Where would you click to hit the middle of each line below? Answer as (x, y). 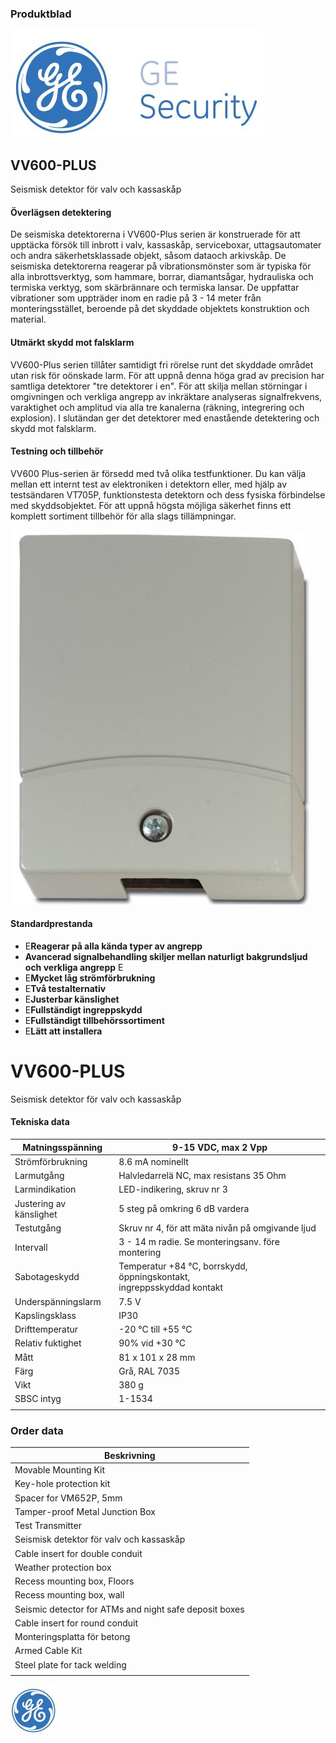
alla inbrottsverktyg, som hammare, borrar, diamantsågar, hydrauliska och (162, 277)
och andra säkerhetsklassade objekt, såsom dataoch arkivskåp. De (148, 256)
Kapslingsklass (45, 1315)
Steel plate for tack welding (70, 1664)
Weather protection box (63, 1567)
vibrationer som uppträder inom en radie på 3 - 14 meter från (136, 298)
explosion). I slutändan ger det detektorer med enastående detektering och (165, 418)
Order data (37, 1430)
